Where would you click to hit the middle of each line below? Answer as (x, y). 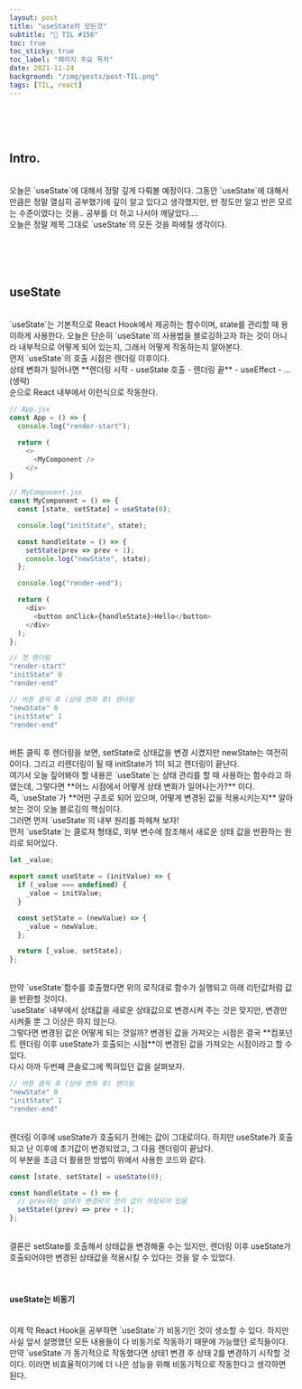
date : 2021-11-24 (42, 69)
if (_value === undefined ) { (72, 885)
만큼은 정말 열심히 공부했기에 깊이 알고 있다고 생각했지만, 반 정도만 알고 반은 (143, 202)
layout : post (34, 18)
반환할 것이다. (43, 999)
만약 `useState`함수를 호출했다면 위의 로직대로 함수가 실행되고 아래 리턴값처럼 (146, 988)
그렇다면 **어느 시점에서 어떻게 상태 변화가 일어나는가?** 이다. (145, 786)
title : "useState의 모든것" (58, 26)
